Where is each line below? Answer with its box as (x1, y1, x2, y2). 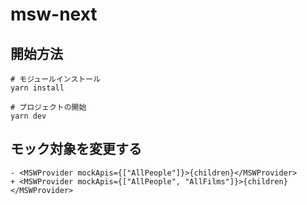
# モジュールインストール (10, 74, 102, 84)
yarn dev (10, 111, 47, 121)
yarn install (10, 83, 65, 93)
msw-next (10, 3, 98, 26)
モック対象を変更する (10, 141, 142, 158)
